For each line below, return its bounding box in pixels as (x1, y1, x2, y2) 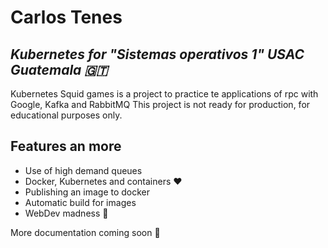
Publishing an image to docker (24, 186, 151, 198)
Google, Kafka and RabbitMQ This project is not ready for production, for (10, 99, 311, 110)
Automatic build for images (24, 196, 137, 208)
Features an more (10, 138, 122, 155)
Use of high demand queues (24, 164, 143, 176)
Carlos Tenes (10, 6, 123, 29)
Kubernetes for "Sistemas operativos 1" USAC (10, 46, 305, 63)
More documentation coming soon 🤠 (10, 226, 161, 238)
